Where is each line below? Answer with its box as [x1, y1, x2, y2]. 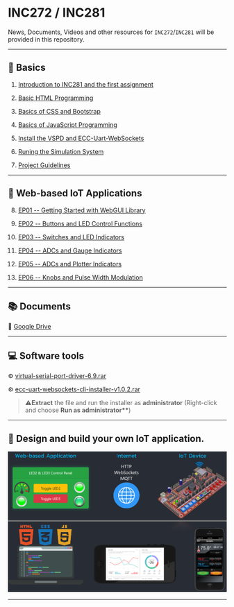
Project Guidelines [17, 161, 71, 169]
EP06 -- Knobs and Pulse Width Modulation [17, 273, 143, 282]
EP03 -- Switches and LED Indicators [17, 232, 124, 241]
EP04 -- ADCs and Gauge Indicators [17, 246, 122, 255]
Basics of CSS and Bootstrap [17, 107, 101, 115]
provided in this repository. [8, 35, 85, 43]
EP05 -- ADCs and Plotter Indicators [17, 259, 122, 268]
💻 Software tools [8, 350, 84, 361]
